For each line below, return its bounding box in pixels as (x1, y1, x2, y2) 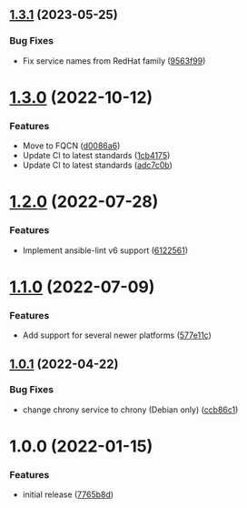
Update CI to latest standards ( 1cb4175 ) (22, 150, 171, 161)
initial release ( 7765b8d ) (22, 489, 114, 500)
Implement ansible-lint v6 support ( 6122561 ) (22, 245, 189, 256)
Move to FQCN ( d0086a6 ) (22, 140, 121, 151)
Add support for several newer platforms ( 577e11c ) (22, 330, 212, 340)
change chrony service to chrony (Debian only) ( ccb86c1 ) (22, 404, 239, 415)
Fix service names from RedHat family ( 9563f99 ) (22, 55, 206, 66)
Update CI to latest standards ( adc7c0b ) (22, 159, 173, 171)
